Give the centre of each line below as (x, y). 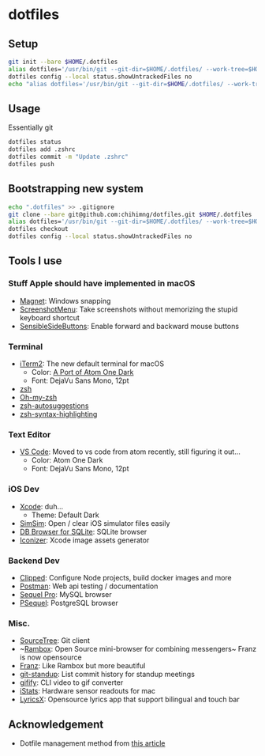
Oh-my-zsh (38, 397)
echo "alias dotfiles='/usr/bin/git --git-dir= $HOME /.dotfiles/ (116, 84)
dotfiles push (32, 164)
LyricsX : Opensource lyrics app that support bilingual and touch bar (129, 699)
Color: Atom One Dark (67, 460)
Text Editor (30, 434)
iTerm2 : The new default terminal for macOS (91, 363)
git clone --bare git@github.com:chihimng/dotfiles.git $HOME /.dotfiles (130, 214)
